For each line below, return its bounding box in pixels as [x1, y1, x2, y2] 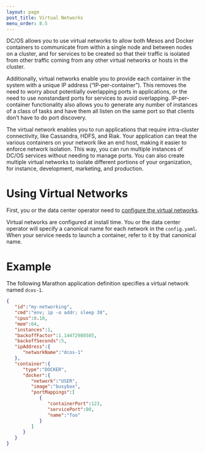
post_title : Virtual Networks [6, 15, 84, 21]
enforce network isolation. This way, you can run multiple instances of [6, 145, 184, 153]
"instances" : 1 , [14, 326, 53, 333]
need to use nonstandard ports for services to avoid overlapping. [6, 94, 170, 102]
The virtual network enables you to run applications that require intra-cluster [6, 126, 199, 134]
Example [6, 260, 51, 273]
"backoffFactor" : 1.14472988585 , [14, 332, 97, 339]
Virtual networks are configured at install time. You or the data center [6, 219, 181, 226]
